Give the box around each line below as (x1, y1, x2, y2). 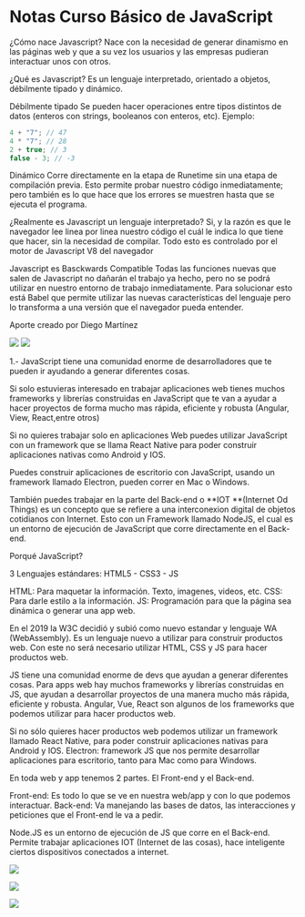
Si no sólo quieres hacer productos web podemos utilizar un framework (9, 726, 279, 737)
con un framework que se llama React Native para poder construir (9, 440, 258, 451)
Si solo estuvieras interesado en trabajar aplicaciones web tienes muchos (9, 383, 285, 394)
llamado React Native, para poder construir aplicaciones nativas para (9, 736, 269, 747)
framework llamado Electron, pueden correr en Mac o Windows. (9, 476, 250, 488)
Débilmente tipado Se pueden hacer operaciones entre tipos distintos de (9, 100, 282, 111)
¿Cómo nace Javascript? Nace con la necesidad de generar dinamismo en (9, 36, 289, 47)
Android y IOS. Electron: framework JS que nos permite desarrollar (9, 745, 260, 757)
